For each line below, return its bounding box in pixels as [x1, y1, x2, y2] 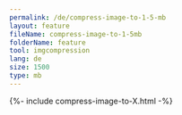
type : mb [9, 71, 42, 80]
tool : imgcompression [9, 46, 91, 55]
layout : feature [9, 21, 70, 30]
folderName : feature [9, 37, 87, 47]
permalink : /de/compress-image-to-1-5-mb [9, 12, 167, 22]
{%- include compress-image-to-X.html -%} [9, 95, 173, 106]
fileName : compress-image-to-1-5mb [9, 29, 143, 38]
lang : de [9, 54, 42, 63]
